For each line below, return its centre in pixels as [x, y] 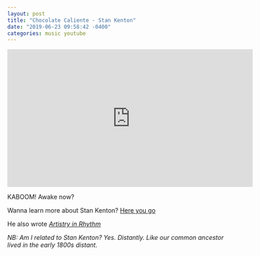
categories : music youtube [47, 33]
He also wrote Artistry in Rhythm [54, 224]
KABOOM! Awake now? [41, 197]
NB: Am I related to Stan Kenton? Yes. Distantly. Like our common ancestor [116, 238]
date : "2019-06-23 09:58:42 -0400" [59, 27]
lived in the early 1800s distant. [53, 245]
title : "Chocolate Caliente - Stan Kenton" [72, 20]
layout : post [26, 14]
